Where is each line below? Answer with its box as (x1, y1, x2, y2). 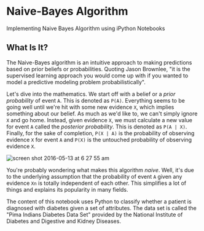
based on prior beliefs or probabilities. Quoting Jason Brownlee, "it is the (6, 65, 190, 72)
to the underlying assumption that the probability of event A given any (6, 173, 182, 180)
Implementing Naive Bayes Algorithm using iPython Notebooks (6, 25, 165, 32)
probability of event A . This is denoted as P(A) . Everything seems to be (6, 96, 186, 104)
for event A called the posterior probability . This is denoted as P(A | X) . (6, 123, 187, 130)
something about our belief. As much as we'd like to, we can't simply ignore (6, 109, 198, 117)
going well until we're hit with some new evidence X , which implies (6, 103, 175, 111)
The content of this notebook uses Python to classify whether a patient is (6, 198, 192, 205)
